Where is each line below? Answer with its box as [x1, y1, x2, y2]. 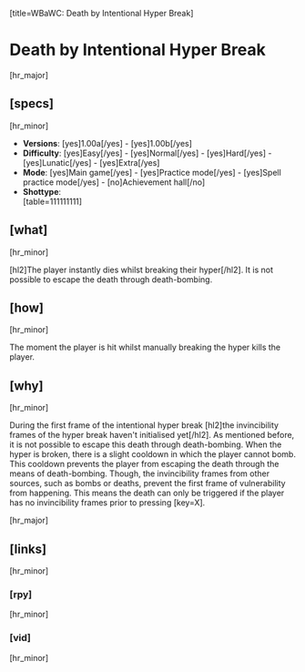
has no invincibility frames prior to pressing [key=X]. [9, 497, 206, 508]
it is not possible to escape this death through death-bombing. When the [9, 439, 282, 450]
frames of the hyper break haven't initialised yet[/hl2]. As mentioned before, [9, 430, 295, 441]
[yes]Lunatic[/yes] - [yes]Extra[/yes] [22, 157, 160, 168]
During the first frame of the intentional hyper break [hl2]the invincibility [9, 420, 280, 431]
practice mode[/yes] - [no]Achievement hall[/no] [22, 177, 206, 188]
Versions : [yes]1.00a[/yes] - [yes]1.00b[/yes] [22, 137, 193, 148]
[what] [9, 222, 48, 238]
